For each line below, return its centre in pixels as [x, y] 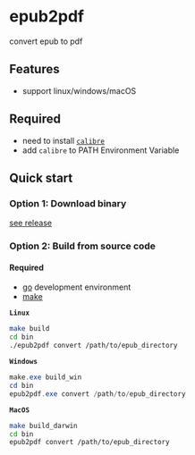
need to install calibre [64, 140]
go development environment [76, 287]
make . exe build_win [46, 377]
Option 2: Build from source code [83, 246]
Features [34, 69]
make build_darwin [43, 426]
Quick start [41, 177]
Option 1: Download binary [68, 203]
